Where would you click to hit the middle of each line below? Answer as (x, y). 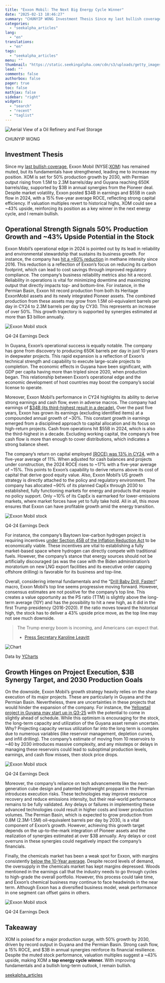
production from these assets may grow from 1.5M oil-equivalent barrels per (82, 301)
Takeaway (21, 927)
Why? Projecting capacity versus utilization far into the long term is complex (82, 729)
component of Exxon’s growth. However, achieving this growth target (75, 825)
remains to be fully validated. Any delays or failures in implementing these (80, 804)
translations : (20, 42)
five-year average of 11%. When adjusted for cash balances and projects (79, 459)
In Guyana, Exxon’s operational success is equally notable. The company (79, 346)
